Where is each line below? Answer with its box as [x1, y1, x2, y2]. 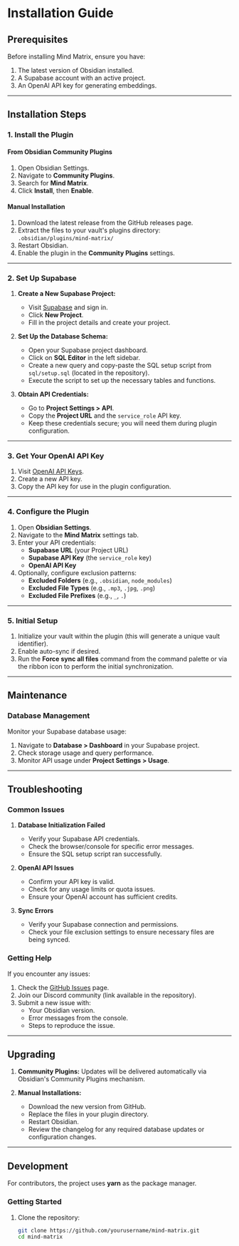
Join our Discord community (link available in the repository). [17, 991, 197, 999]
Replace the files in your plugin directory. [28, 1110, 149, 1118]
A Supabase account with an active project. [17, 73, 146, 82]
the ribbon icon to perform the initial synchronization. [17, 661, 174, 671]
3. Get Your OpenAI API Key [7, 450, 105, 460]
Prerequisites [7, 34, 68, 46]
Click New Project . [28, 311, 84, 319]
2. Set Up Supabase [7, 273, 77, 283]
